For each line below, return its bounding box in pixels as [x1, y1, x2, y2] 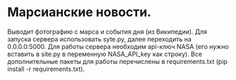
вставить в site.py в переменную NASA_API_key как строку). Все [7, 50, 203, 58]
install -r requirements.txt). [7, 65, 85, 73]
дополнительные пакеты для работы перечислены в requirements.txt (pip [7, 57, 228, 65]
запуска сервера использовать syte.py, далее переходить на [7, 34, 192, 43]
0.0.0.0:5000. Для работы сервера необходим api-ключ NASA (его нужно [7, 42, 229, 51]
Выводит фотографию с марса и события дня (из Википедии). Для [7, 27, 208, 36]
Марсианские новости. [7, 4, 151, 20]
